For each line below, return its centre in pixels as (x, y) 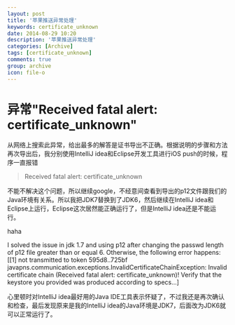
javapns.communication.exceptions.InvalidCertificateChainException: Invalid (117, 267)
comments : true (29, 60)
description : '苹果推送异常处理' (52, 40)
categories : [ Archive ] (40, 46)
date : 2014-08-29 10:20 (42, 33)
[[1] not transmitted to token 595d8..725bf (67, 260)
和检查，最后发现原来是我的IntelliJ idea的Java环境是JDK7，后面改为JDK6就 (116, 305)
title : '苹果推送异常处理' (42, 20)
